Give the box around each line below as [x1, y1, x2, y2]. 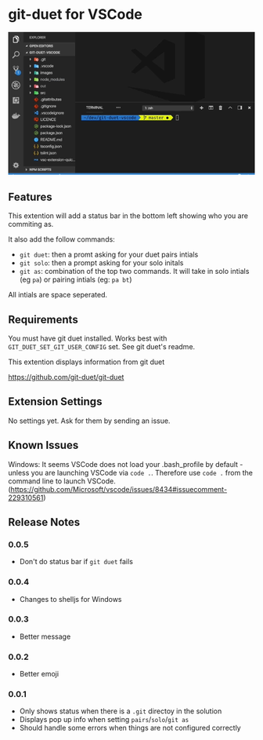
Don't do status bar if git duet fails [19, 557, 133, 567]
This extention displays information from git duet [8, 357, 165, 366]
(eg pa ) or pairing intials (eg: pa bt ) [19, 275, 132, 284]
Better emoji [19, 669, 59, 679]
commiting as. [8, 220, 54, 229]
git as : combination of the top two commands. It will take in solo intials [19, 267, 250, 276]
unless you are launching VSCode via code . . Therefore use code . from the [8, 468, 253, 477]
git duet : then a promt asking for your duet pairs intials [19, 250, 199, 260]
